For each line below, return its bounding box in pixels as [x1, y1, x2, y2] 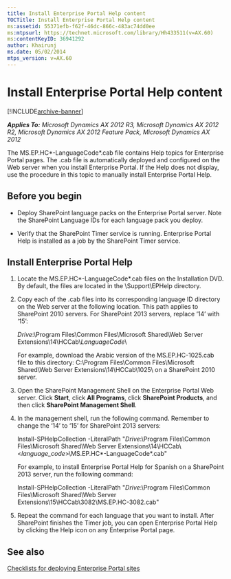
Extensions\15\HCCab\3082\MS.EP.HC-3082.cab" [16, 498, 159, 506]
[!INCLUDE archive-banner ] [7, 107, 84, 116]
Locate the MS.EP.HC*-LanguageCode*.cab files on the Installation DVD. [16, 274, 224, 283]
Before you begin [7, 190, 82, 202]
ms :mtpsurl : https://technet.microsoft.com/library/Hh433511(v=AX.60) [7, 29, 214, 36]
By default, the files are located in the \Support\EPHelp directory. [16, 282, 201, 290]
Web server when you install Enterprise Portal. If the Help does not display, [7, 163, 219, 171]
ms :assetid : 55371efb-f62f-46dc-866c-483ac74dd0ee [7, 23, 155, 30]
